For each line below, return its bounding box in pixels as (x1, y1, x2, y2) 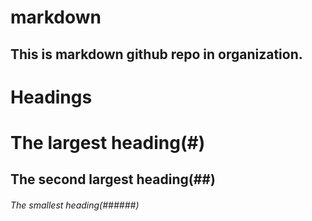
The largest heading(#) (10, 131, 206, 154)
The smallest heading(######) (10, 199, 140, 211)
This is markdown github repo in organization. (10, 46, 303, 63)
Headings (10, 86, 93, 108)
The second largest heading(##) (10, 171, 216, 188)
